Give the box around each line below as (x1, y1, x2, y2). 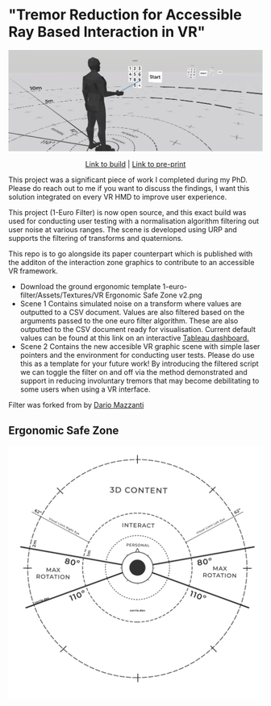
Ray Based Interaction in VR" (8, 23, 206, 41)
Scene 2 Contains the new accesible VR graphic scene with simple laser (19, 342, 261, 351)
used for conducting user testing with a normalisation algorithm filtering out (8, 216, 260, 226)
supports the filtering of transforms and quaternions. (8, 234, 184, 243)
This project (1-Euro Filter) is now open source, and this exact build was (8, 208, 247, 218)
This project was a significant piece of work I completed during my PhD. (8, 175, 248, 185)
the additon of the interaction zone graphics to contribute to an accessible (8, 258, 255, 268)
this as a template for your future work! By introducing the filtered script (19, 359, 260, 368)
